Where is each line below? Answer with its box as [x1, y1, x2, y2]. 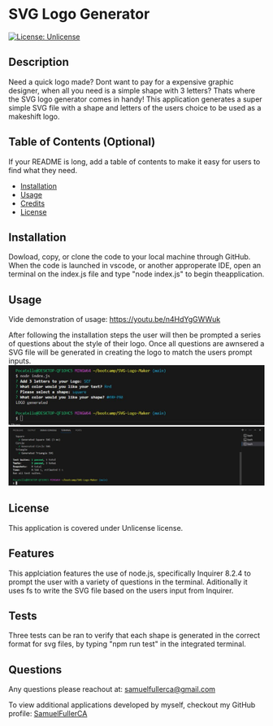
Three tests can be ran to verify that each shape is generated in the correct [8, 631, 261, 641]
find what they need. [8, 165, 78, 175]
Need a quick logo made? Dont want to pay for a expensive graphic [8, 76, 234, 86]
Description [8, 55, 69, 69]
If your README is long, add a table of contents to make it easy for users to [8, 156, 261, 167]
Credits [19, 198, 45, 208]
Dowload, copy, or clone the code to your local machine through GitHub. [8, 252, 251, 262]
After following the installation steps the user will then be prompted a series [8, 330, 262, 340]
